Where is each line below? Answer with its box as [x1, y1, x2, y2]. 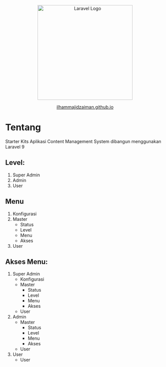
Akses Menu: [5, 257, 48, 266]
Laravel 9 [5, 144, 25, 150]
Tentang [5, 122, 41, 133]
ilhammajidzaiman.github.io [56, 104, 114, 110]
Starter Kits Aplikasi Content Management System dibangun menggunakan [5, 138, 161, 144]
